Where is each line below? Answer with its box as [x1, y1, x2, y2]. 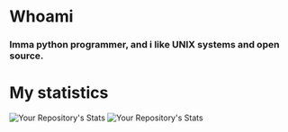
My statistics [9, 83, 109, 103]
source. [9, 49, 44, 62]
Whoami [9, 6, 74, 27]
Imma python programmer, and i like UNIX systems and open [9, 39, 280, 51]
